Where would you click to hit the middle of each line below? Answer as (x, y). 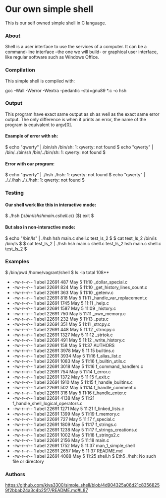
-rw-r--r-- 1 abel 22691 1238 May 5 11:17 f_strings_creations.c (75, 429)
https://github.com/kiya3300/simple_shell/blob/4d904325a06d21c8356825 (83, 485)
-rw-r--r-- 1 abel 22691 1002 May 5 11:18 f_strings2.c (66, 435)
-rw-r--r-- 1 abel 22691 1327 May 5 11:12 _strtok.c (62, 335)
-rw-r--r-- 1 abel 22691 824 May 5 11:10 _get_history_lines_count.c (80, 287)
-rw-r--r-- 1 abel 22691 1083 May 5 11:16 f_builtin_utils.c (69, 361)
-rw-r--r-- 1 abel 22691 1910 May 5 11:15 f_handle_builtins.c (72, 382)
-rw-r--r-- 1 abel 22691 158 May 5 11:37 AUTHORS (63, 345)
